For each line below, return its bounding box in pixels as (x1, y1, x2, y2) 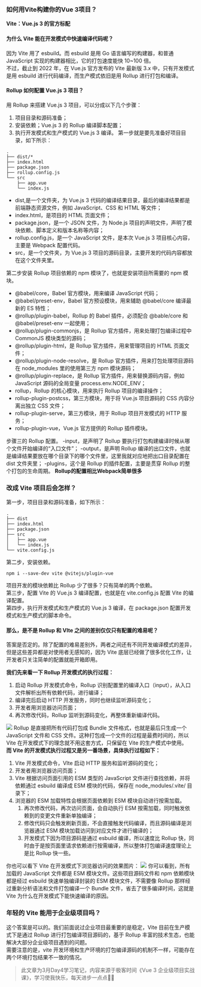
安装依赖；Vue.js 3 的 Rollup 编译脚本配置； (14, 121, 123, 128)
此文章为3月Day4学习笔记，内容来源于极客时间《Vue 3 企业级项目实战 (20, 966, 195, 973)
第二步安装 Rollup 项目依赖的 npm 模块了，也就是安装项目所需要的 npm (6, 269, 182, 277)
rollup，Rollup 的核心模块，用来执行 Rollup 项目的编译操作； (14, 387, 164, 394)
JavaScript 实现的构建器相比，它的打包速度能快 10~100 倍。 (6, 57, 154, 64)
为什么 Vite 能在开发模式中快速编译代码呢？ (6, 35, 114, 42)
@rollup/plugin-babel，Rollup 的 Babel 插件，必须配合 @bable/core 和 (14, 312, 188, 319)
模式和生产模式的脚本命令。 (6, 612, 75, 619)
